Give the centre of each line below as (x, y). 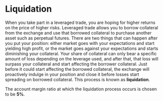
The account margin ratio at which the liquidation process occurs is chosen (81, 89)
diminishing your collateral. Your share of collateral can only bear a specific (81, 53)
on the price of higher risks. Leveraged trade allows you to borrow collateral (81, 27)
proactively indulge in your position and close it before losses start (72, 74)
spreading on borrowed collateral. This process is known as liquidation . (78, 80)
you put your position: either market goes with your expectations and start (80, 43)
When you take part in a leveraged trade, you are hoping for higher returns (80, 22)
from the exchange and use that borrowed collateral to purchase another (78, 33)
